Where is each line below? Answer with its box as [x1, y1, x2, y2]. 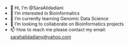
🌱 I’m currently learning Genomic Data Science [10, 16, 109, 21]
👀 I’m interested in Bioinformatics [10, 10, 80, 16]
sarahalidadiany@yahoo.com [10, 34, 71, 40]
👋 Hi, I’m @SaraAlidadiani [10, 5, 64, 11]
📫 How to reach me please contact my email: [10, 27, 106, 32]
